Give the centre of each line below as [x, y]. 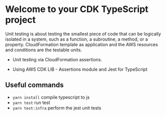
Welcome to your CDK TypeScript [77, 9]
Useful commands [34, 85]
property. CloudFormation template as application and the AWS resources [82, 44]
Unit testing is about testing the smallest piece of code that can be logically [83, 34]
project [21, 20]
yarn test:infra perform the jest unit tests [57, 108]
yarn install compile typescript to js [51, 97]
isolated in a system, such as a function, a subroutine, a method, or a [77, 39]
